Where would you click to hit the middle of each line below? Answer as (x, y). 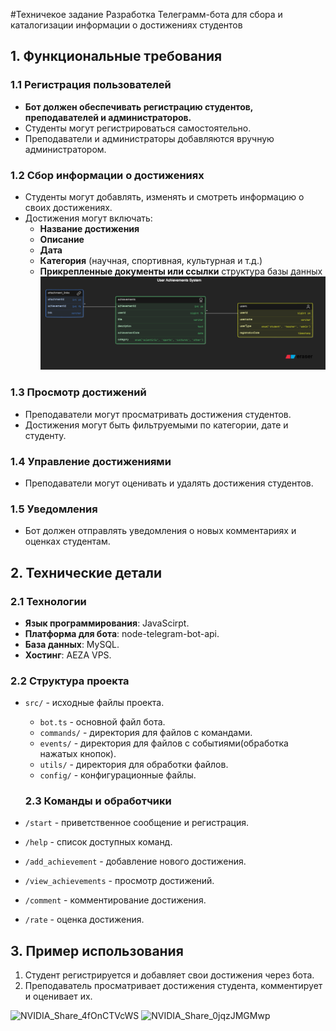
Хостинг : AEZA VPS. (68, 655)
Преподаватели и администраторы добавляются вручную (149, 138)
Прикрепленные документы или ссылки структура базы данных (181, 271)
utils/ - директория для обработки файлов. (134, 765)
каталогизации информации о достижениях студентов (126, 25)
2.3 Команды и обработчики (98, 801)
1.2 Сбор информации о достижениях (107, 175)
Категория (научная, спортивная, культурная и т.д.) (151, 260)
